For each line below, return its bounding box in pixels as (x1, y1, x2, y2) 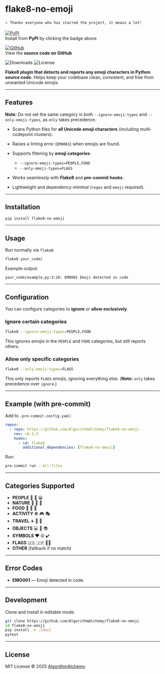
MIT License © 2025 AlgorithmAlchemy (5, 663, 85, 669)
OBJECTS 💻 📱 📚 (12, 525, 48, 531)
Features (5, 98, 33, 107)
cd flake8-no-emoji (5, 623, 45, 628)
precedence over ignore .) (5, 381, 57, 387)
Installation (5, 203, 40, 212)
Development (5, 596, 48, 604)
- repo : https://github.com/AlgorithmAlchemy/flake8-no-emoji (9, 427, 139, 431)
